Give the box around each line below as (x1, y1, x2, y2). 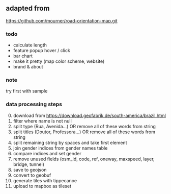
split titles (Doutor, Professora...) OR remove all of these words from (13, 129, 156, 135)
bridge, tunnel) (13, 161, 45, 167)
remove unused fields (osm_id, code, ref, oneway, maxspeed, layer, (13, 156, 155, 162)
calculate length (13, 42, 47, 48)
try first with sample (6, 88, 48, 94)
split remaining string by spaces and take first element (13, 139, 127, 145)
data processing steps (6, 101, 63, 108)
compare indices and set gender (13, 150, 82, 156)
